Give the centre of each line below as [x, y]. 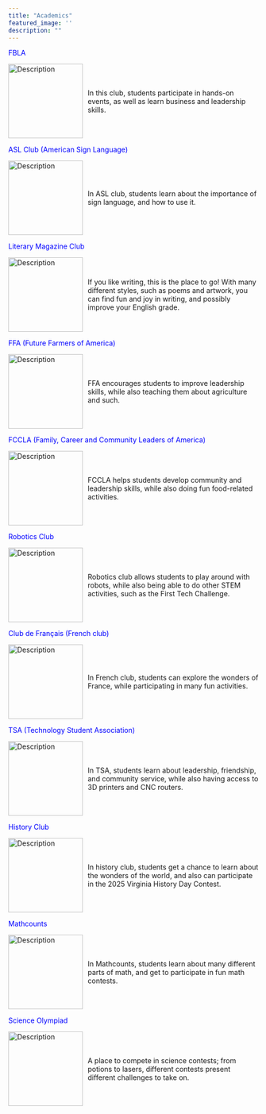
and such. [104, 400]
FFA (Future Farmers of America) [62, 343]
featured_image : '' [40, 23]
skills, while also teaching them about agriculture [168, 391]
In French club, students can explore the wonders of [173, 678]
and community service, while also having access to [173, 778]
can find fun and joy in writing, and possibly [159, 299]
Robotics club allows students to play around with [169, 576]
